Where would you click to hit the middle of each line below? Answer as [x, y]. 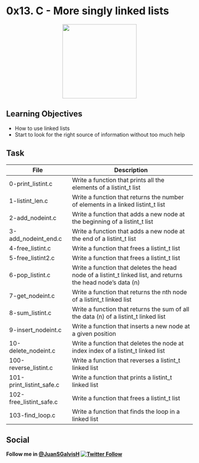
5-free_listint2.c [32, 258]
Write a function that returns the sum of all [131, 309]
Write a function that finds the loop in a [126, 411]
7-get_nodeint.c [32, 296]
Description [131, 170]
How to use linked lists [42, 128]
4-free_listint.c [30, 248]
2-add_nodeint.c [33, 218]
